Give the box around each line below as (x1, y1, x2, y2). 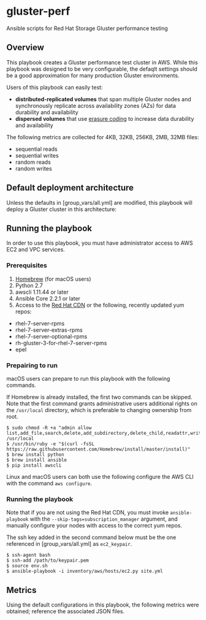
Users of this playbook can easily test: (6, 83, 103, 91)
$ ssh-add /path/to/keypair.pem (6, 557, 89, 564)
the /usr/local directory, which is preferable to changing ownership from (6, 406, 192, 413)
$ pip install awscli (6, 462, 62, 469)
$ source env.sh (6, 563, 48, 569)
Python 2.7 (15, 281, 43, 289)
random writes (15, 164, 52, 172)
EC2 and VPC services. (6, 246, 66, 253)
